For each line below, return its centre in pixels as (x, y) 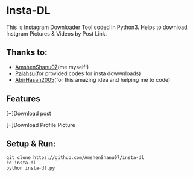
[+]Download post (29, 113)
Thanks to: (27, 53)
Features (23, 99)
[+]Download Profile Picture (41, 125)
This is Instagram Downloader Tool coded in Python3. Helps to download (97, 27)
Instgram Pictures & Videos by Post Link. (57, 33)
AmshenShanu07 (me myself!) (52, 67)
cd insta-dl (21, 163)
